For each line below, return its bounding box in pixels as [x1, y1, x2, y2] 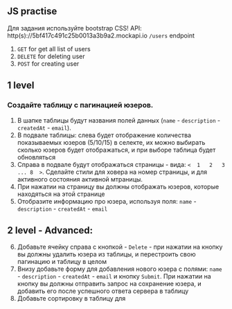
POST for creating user [17, 59, 80, 68]
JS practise [7, 6, 57, 17]
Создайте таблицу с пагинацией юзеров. [7, 100, 154, 110]
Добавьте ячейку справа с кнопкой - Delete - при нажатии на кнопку [17, 242, 223, 251]
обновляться [17, 152, 56, 161]
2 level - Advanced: [7, 224, 93, 236]
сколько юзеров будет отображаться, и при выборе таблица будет [17, 145, 216, 154]
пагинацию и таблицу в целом [17, 258, 107, 266]
